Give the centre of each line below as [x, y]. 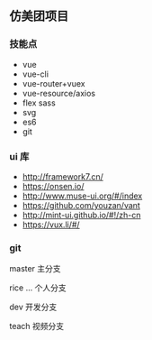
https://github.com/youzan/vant [81, 205]
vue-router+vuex [54, 83]
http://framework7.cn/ [63, 176]
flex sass [39, 103]
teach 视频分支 [37, 326]
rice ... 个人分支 [38, 288]
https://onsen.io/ [53, 186]
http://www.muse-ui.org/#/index [82, 196]
